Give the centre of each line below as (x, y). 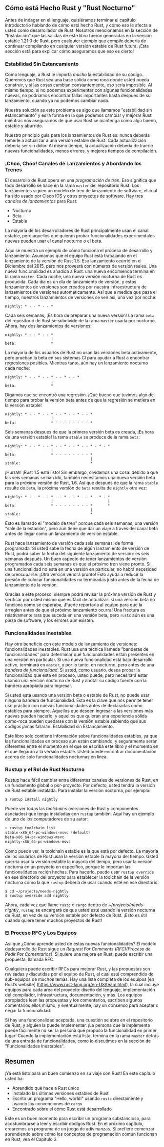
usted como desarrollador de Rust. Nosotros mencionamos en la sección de (81, 30)
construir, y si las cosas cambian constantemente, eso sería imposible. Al (79, 85)
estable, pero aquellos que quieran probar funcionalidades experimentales (80, 236)
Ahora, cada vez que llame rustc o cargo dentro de (56, 905)
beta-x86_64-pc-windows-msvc (35, 837)
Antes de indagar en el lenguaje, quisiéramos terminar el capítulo (70, 20)
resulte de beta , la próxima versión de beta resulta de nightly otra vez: (76, 488)
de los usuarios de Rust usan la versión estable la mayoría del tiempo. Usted (82, 856)
